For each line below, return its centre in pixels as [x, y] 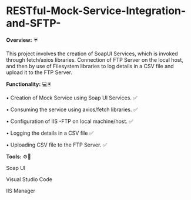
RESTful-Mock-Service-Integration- [96, 11]
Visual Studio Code [29, 179]
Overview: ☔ [22, 40]
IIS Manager [21, 191]
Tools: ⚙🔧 [19, 156]
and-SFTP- [33, 23]
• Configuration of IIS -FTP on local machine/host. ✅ [70, 121]
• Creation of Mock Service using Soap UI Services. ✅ [72, 98]
